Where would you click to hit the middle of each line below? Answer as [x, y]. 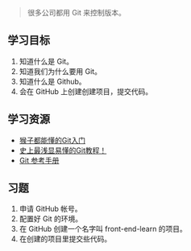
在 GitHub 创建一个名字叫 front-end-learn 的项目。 [103, 229]
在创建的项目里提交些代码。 [65, 239]
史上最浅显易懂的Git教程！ [63, 150]
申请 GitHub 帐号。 [50, 209]
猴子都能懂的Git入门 [52, 140]
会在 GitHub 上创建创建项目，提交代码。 [86, 91]
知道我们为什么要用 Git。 [60, 71]
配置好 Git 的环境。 [51, 219]
